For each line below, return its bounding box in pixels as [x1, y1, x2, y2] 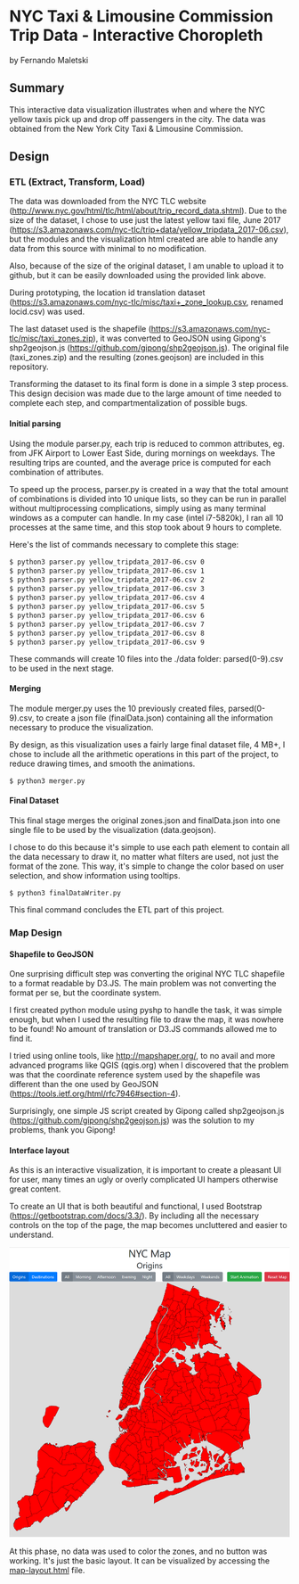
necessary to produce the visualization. [9, 722, 154, 732]
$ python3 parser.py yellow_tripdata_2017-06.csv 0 [9, 557, 205, 566]
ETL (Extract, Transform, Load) [9, 176, 145, 188]
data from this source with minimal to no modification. [9, 243, 207, 254]
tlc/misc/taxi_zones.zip [9, 333, 93, 344]
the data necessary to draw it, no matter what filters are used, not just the [9, 852, 279, 862]
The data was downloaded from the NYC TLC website [9, 196, 206, 207]
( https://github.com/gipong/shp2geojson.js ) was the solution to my [9, 1115, 255, 1126]
